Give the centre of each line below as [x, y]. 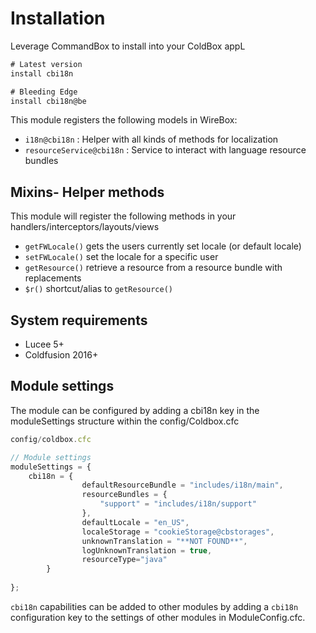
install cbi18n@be [48, 101]
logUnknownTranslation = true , [147, 550]
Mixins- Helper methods [87, 192]
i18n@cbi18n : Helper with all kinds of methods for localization [151, 139]
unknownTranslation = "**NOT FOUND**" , [164, 541]
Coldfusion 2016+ [61, 355]
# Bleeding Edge [44, 92]
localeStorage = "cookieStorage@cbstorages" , [178, 532]
